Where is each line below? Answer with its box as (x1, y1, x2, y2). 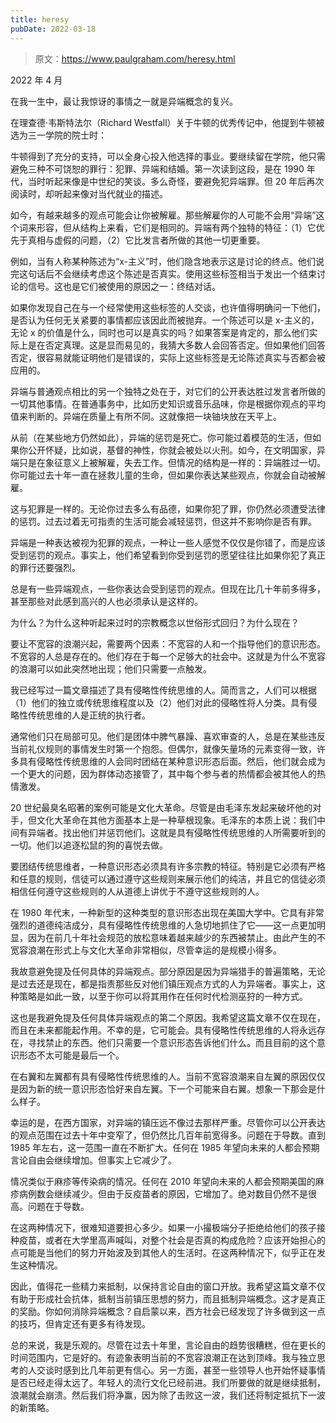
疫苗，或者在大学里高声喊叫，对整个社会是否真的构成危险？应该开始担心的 (18, 1234, 326, 1246)
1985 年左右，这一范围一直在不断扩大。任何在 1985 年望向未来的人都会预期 (10, 1141, 320, 1153)
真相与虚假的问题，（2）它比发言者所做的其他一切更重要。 (27, 234, 266, 246)
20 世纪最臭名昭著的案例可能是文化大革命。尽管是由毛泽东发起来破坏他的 (10, 801, 313, 813)
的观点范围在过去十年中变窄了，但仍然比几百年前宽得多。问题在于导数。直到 (10, 1129, 326, 1141)
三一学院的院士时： (27, 129, 107, 141)
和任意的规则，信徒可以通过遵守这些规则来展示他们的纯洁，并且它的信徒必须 (10, 872, 326, 885)
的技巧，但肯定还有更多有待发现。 (10, 1317, 151, 1330)
